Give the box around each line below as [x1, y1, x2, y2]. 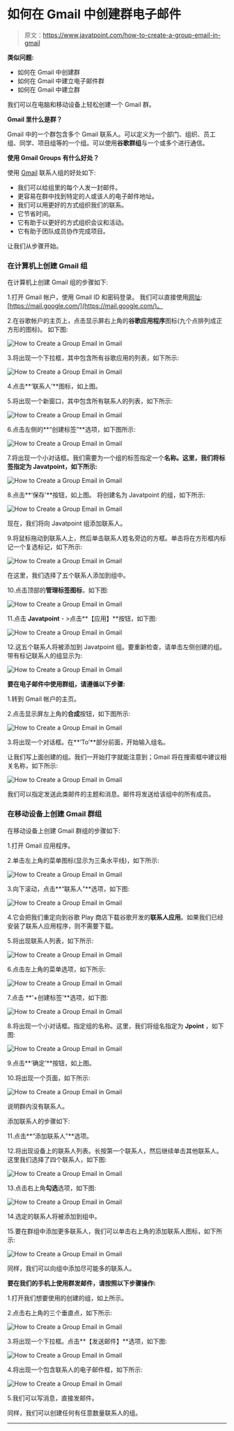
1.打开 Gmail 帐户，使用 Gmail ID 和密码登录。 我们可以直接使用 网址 [7, 293, 201, 301]
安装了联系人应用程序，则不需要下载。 [7, 922, 117, 930]
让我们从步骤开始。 [7, 242, 63, 250]
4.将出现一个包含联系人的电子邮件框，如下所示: [7, 1365, 143, 1374]
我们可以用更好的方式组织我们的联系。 [17, 201, 127, 209]
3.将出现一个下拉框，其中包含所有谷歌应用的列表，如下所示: [7, 354, 180, 362]
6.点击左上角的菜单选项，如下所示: [7, 965, 107, 973]
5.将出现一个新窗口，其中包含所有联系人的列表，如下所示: [7, 397, 173, 405]
